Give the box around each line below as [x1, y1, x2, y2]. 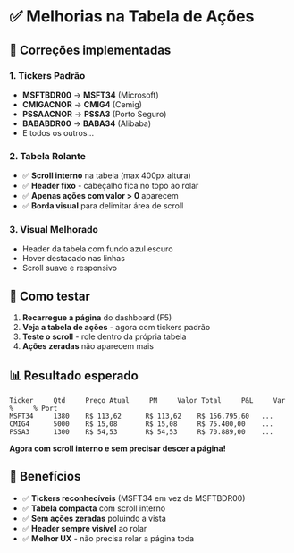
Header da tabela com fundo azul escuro [21, 243, 173, 254]
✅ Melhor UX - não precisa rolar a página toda [21, 532, 195, 543]
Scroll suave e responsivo [21, 262, 118, 274]
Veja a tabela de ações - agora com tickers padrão [21, 322, 211, 333]
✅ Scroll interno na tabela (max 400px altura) [21, 170, 192, 181]
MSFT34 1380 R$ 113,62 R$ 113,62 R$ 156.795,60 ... [9, 412, 274, 421]
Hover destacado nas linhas [21, 253, 125, 264]
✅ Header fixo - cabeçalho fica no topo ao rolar [21, 181, 199, 191]
